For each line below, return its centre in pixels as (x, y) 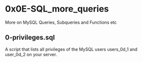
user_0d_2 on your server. (31, 54)
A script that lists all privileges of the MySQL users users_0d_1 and (71, 49)
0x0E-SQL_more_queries (57, 9)
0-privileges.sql (30, 38)
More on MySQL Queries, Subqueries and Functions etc (61, 22)
